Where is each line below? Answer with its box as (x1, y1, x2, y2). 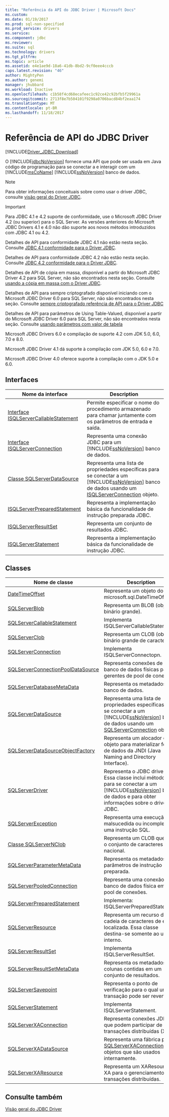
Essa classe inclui (104, 774, 146, 781)
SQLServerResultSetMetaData (8, 965, 79, 973)
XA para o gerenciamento (104, 1069, 164, 1076)
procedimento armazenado (87, 405, 151, 412)
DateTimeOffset (8, 590, 45, 598)
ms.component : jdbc (5, 36, 46, 41)
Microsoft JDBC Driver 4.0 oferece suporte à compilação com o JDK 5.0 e (5, 355, 158, 361)
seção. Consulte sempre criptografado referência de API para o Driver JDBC (5, 301, 163, 307)
